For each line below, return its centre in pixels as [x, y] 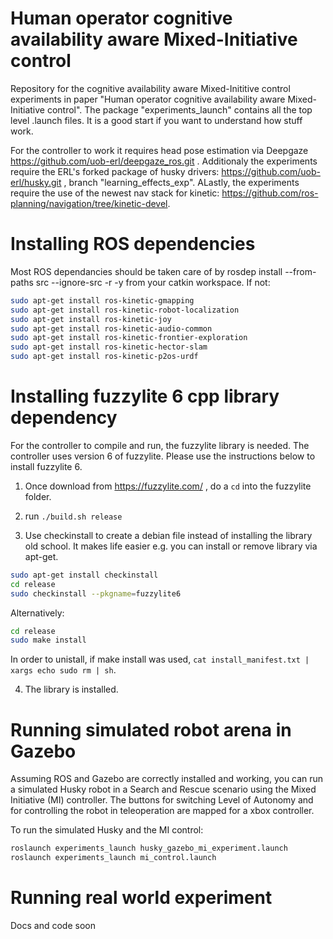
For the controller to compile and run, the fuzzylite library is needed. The [160, 445]
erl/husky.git [36, 182]
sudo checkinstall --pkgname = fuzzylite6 [96, 593]
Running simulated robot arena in [151, 729]
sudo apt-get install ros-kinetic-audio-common [111, 328]
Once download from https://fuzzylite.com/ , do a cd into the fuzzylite [168, 486]
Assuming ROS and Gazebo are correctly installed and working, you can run [167, 779]
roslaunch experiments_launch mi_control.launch [113, 858]
